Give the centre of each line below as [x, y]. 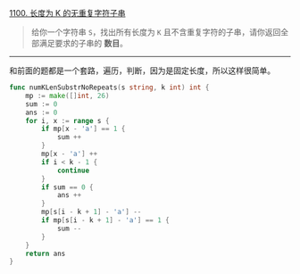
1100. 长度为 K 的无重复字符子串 [67, 13]
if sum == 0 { [67, 187]
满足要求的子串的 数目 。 [83, 43]
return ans [46, 253]
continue [73, 170]
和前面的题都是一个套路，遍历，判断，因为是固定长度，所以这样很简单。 [142, 71]
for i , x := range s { [67, 120]
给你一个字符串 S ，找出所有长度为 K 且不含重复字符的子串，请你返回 [156, 32]
